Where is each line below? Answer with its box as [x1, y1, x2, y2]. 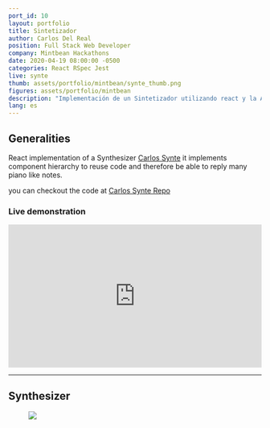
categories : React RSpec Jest [8, 64, 110, 73]
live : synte [8, 72, 48, 80]
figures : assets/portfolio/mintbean [8, 86, 131, 95]
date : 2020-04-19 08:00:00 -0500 [8, 57, 121, 65]
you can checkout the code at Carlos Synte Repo [8, 185, 171, 195]
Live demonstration [8, 206, 86, 217]
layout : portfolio [8, 19, 70, 27]
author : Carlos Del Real [8, 34, 92, 43]
